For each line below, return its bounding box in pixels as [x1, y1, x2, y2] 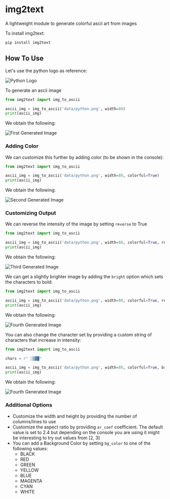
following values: [12, 445, 48, 451]
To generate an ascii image [5, 87, 62, 93]
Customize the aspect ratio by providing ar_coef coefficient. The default [12, 424, 163, 430]
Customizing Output [5, 210, 57, 217]
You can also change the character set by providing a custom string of [5, 331, 152, 338]
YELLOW [20, 467, 39, 473]
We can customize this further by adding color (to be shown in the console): [5, 154, 164, 160]
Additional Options [5, 402, 53, 409]
